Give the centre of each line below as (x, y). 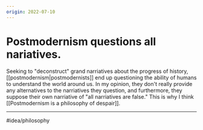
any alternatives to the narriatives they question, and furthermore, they (94, 90)
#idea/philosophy (28, 120)
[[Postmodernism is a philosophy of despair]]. (63, 103)
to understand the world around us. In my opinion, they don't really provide (99, 84)
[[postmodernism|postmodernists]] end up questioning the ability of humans (101, 77)
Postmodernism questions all (81, 41)
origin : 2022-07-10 (31, 12)
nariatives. (34, 54)
